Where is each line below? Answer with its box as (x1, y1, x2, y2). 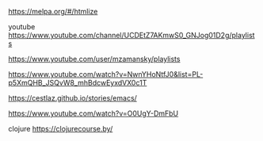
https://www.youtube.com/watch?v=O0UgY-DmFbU (8, 109, 179, 118)
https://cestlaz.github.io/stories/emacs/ (8, 93, 137, 102)
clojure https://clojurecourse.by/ (8, 124, 113, 133)
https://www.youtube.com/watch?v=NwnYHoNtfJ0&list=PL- (8, 70, 204, 78)
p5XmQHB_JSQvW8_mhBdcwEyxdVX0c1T (8, 78, 147, 87)
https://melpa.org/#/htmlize (8, 7, 98, 16)
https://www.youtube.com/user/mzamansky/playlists (8, 55, 181, 63)
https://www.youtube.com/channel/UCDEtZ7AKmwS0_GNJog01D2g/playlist (8, 31, 255, 40)
